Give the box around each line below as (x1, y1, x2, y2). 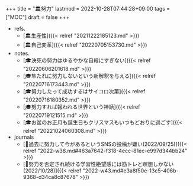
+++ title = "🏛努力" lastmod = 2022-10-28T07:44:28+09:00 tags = (5, 5, 171, 12)
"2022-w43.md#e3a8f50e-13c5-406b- (82, 167, 179, 174)
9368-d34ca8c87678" (22, 174, 78, 180)
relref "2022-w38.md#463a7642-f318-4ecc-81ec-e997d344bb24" (22, 147, 188, 154)
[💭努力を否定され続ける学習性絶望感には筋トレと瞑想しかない (22, 161, 174, 167)
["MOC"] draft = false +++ (5, 14, 70, 21)
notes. (14, 50, 30, 57)
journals (14, 133, 34, 141)
